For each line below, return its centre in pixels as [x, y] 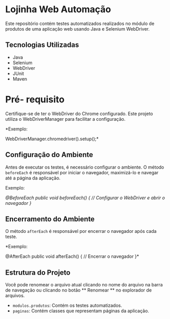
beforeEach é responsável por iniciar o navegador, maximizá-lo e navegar [82, 172]
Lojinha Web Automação [58, 9]
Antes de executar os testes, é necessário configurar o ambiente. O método [85, 167]
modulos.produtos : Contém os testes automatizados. [67, 305]
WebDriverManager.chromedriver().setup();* [52, 139]
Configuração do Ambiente [49, 155]
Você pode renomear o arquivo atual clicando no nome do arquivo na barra [84, 285]
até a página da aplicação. [33, 178]
